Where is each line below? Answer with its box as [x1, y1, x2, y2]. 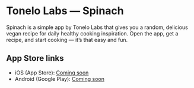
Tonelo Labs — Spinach [6, 4, 125, 18]
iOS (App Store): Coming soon [14, 69, 89, 76]
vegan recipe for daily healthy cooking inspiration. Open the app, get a [6, 30, 179, 37]
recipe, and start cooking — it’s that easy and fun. [6, 36, 128, 43]
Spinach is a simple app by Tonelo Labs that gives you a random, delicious [6, 24, 189, 31]
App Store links [6, 53, 64, 63]
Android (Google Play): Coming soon [14, 75, 105, 82]
